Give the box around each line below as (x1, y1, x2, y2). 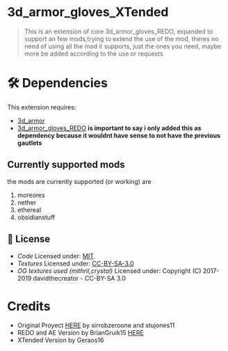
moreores (17, 191, 45, 199)
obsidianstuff (17, 213, 56, 221)
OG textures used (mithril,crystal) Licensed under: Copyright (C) (17, 266, 202, 275)
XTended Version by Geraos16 (17, 336, 104, 345)
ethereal (17, 205, 42, 214)
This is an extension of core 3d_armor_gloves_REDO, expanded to (24, 27, 213, 36)
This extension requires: (7, 102, 76, 111)
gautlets (17, 139, 42, 147)
